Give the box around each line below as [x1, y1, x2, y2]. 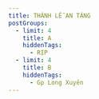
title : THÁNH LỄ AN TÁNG [8, 11, 91, 20]
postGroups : [8, 19, 48, 27]
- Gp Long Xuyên [29, 78, 84, 86]
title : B [22, 64, 52, 72]
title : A [22, 34, 52, 42]
